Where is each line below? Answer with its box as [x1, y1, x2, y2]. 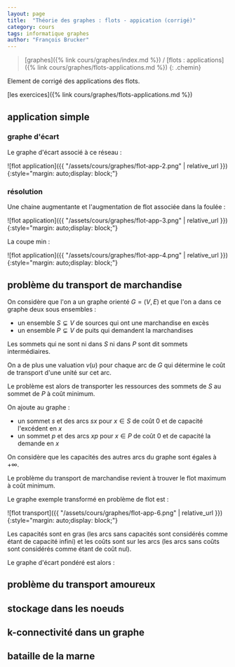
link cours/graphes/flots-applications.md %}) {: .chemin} [37, 63, 201, 72]
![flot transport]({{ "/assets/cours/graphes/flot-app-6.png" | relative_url [7, 508, 214, 517]
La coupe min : [7, 237, 51, 246]
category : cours [7, 23, 55, 30]
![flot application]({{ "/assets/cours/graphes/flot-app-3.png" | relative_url [7, 216, 219, 225]
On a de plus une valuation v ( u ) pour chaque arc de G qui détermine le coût [7, 360, 226, 369]
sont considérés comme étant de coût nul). [7, 545, 132, 553]
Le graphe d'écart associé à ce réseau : [7, 148, 122, 156]
